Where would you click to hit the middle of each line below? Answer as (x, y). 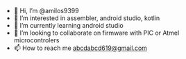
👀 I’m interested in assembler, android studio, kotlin (87, 18)
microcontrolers (36, 40)
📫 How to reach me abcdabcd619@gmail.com (81, 48)
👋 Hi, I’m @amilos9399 (46, 11)
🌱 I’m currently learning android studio (68, 25)
